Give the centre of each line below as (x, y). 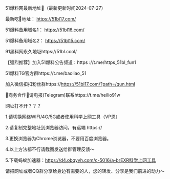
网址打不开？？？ (23, 106)
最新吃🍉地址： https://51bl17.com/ (41, 19)
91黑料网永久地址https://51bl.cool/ (41, 51)
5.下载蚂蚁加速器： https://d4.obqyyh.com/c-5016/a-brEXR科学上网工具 (81, 160)
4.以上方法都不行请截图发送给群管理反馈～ (50, 149)
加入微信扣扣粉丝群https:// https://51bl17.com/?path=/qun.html (70, 84)
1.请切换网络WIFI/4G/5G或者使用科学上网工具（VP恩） (63, 117)
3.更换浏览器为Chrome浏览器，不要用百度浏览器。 (58, 138)
